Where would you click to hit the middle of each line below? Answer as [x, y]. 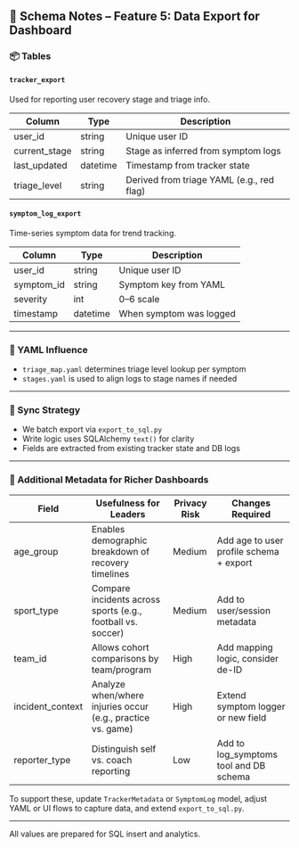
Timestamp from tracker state [188, 165]
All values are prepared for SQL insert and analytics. [105, 834]
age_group [36, 551]
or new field [242, 717]
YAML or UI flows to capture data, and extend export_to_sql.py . [127, 808]
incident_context [48, 706]
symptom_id [39, 284]
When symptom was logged [177, 313]
